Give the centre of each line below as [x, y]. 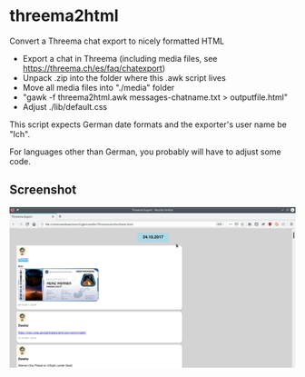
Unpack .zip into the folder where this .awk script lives [124, 77]
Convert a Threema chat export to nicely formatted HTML [117, 41]
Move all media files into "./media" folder [98, 87]
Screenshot [43, 190]
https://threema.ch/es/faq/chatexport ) [94, 68]
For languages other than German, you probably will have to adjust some [145, 152]
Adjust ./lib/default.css [64, 106]
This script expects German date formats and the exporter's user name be [148, 124]
